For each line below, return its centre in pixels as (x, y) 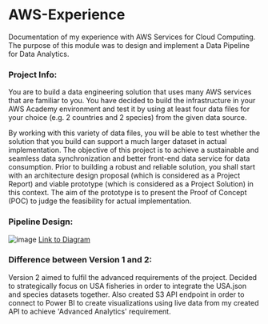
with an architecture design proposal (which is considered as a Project (124, 176)
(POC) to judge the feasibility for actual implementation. (100, 201)
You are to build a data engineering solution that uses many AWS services (130, 92)
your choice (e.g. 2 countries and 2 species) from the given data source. (128, 118)
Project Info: (33, 74)
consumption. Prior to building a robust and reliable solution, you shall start (132, 167)
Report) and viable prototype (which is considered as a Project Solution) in (131, 184)
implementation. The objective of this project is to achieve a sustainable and (134, 150)
